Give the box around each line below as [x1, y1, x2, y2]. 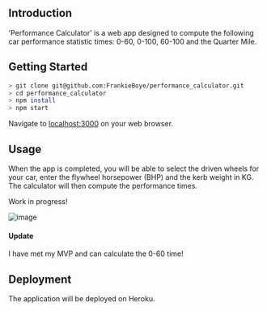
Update [8, 231, 34, 241]
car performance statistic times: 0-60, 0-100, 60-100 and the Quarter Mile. [8, 36, 257, 46]
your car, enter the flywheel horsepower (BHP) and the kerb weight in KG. [8, 172, 254, 181]
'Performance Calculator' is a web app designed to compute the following [8, 28, 255, 37]
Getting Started [8, 60, 88, 74]
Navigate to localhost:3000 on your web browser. [8, 119, 174, 129]
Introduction [8, 6, 73, 20]
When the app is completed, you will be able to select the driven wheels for [8, 164, 260, 173]
